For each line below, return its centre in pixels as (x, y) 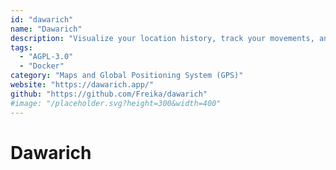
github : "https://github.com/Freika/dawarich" (109, 94)
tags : (21, 47)
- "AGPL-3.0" (46, 57)
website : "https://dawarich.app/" (82, 85)
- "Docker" (42, 66)
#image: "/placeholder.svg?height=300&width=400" (116, 103)
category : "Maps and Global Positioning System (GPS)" (127, 76)
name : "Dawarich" (46, 29)
